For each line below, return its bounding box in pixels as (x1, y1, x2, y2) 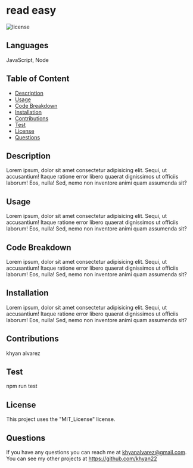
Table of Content (6, 74, 70, 84)
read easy (6, 4, 57, 17)
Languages (6, 40, 49, 51)
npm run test (6, 382, 38, 390)
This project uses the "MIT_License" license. (6, 416, 116, 423)
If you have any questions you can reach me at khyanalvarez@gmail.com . (6, 449, 187, 456)
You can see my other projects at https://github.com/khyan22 (6, 455, 157, 462)
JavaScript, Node (6, 56, 49, 63)
